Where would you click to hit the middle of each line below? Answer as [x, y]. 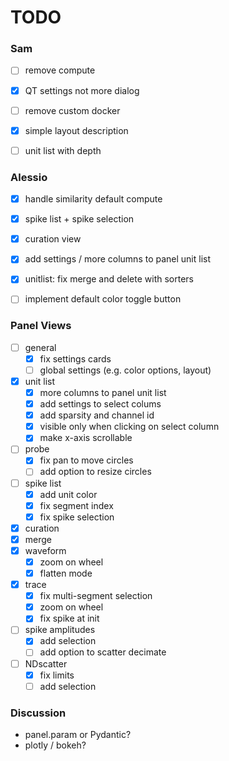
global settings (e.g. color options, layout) [125, 370]
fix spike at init [69, 618]
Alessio [29, 177]
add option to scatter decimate [103, 652]
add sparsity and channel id [97, 415]
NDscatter [46, 663]
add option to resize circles [95, 472]
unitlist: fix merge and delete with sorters [109, 279]
